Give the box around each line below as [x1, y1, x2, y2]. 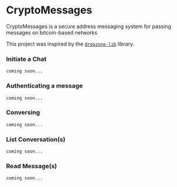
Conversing [6, 109, 40, 117]
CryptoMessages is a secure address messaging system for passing [6, 23, 172, 30]
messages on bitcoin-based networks [6, 29, 98, 36]
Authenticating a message [6, 82, 83, 90]
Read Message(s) [6, 162, 57, 170]
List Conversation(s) [6, 135, 66, 143]
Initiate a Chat [6, 55, 47, 63]
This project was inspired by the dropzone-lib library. [6, 40, 135, 47]
